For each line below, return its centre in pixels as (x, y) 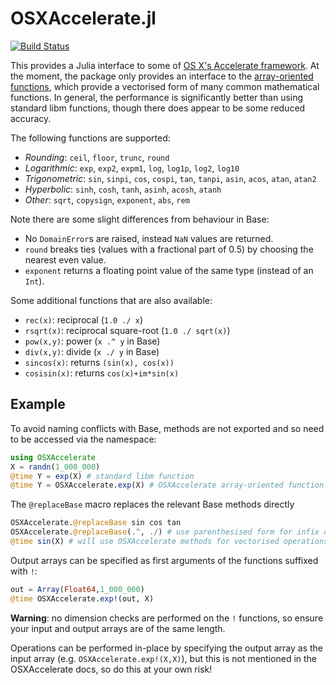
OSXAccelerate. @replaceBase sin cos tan (96, 523)
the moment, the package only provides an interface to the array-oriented (162, 76)
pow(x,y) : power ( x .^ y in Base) (92, 341)
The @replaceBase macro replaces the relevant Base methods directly (152, 504)
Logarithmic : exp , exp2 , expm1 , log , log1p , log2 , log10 (132, 168)
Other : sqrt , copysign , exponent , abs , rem (107, 199)
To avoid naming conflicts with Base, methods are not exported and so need (167, 428)
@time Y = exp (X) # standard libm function (102, 476)
